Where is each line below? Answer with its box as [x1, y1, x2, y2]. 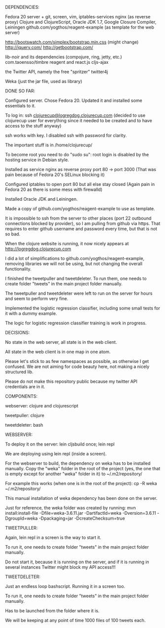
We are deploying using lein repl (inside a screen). [5, 451, 107, 456]
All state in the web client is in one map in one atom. [5, 349, 111, 355]
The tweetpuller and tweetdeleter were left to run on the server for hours [5, 290, 153, 296]
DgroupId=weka [5, 515, 38, 521]
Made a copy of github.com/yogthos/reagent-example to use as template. [5, 206, 155, 212]
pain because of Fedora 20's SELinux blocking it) [5, 172, 105, 178]
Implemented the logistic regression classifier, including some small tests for [5, 305, 160, 311]
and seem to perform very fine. [5, 296, 68, 301]
